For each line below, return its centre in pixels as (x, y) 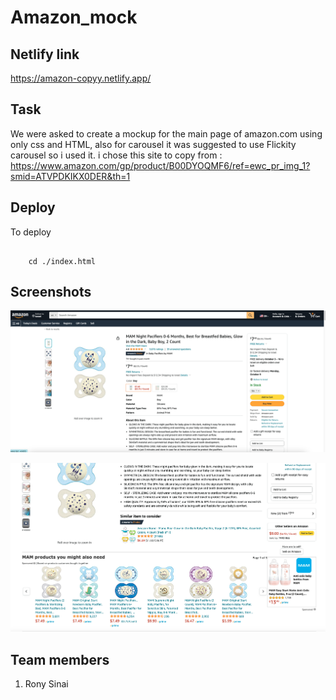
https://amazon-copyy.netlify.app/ (81, 78)
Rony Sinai (46, 684)
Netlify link (45, 54)
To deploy (31, 232)
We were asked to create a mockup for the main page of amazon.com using (166, 133)
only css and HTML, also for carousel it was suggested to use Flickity (153, 144)
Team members (60, 659)
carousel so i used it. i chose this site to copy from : (116, 155)
